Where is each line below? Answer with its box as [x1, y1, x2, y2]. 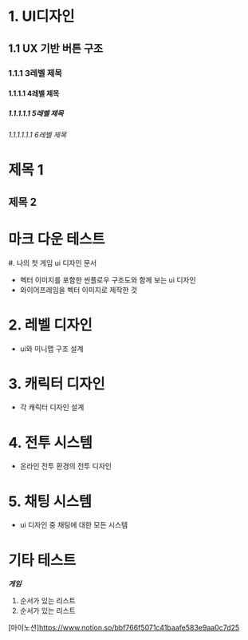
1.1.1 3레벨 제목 [8, 67, 62, 78]
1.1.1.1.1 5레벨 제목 [8, 109, 64, 118]
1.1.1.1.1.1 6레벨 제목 [8, 130, 67, 140]
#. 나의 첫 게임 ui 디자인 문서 [8, 258, 97, 267]
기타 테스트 [8, 551, 77, 569]
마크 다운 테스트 [8, 230, 105, 248]
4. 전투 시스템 [8, 433, 93, 452]
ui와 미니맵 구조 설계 [19, 344, 84, 354]
